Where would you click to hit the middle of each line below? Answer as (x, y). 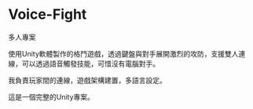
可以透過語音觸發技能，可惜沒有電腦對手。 (90, 64)
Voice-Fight (48, 15)
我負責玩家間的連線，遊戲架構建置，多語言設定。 (87, 80)
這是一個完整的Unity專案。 (51, 96)
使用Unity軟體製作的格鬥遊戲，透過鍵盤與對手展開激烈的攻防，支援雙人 (123, 53)
